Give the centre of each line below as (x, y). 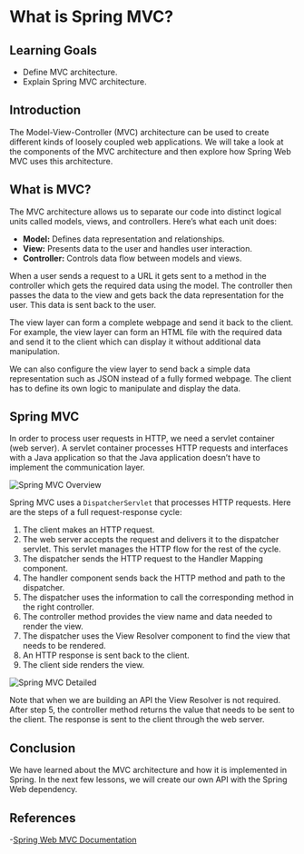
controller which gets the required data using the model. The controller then (151, 285)
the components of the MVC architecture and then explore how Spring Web (151, 151)
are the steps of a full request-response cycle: (96, 512)
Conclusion (43, 748)
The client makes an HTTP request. (88, 530)
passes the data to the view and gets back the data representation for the (147, 295)
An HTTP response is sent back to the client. (106, 655)
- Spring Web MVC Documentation (73, 840)
